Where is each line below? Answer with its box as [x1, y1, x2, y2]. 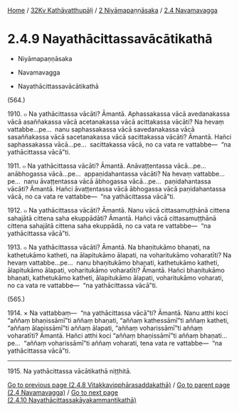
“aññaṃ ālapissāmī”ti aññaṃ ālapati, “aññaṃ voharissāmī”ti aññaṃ [7, 324, 203, 332]
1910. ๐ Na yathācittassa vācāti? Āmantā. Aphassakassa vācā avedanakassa [7, 110, 230, 118]
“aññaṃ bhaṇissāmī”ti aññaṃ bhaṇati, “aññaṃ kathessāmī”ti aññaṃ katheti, [7, 316, 229, 324]
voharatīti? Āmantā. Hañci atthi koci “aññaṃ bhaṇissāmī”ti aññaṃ [7, 331, 199, 340]
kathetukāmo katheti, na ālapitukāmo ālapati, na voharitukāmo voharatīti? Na [7, 250, 232, 259]
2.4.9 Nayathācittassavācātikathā [7, 31, 213, 47]
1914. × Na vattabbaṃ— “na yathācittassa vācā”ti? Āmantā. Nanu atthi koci [7, 309, 228, 317]
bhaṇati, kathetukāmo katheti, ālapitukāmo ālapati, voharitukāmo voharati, [7, 273, 224, 282]
